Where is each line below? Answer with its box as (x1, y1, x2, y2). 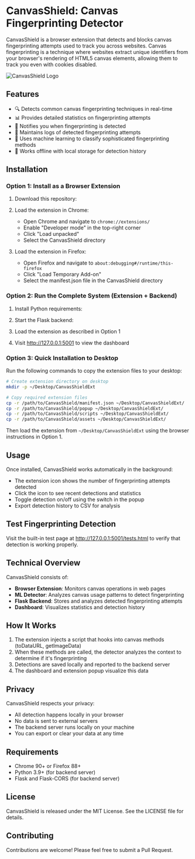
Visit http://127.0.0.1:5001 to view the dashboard (14, 339, 130, 346)
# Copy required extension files (6, 394, 88, 400)
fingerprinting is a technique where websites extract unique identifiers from (6, 48, 189, 55)
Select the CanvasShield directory (23, 236, 106, 244)
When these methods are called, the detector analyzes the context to (14, 648, 182, 655)
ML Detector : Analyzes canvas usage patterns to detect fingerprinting (14, 591, 184, 598)
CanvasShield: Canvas (6, 4, 119, 18)
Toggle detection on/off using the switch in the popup (14, 496, 145, 503)
